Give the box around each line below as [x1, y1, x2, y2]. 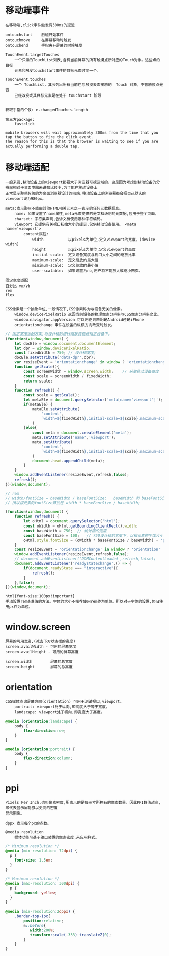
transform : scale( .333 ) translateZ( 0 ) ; [30, 932, 112, 937]
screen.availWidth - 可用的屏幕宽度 [5, 644, 77, 649]
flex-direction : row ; [23, 728, 66, 733]
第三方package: [5, 117, 35, 122]
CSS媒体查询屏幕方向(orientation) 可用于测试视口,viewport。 [5, 699, 124, 704]
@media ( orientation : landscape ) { [5, 719, 78, 724]
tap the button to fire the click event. [5, 134, 94, 139]
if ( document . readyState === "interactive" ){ [23, 565, 118, 571]
